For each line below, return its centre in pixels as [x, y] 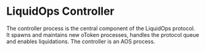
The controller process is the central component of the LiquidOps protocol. [101, 28]
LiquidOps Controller [60, 11]
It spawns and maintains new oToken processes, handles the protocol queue [103, 34]
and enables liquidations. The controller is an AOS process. [81, 41]
